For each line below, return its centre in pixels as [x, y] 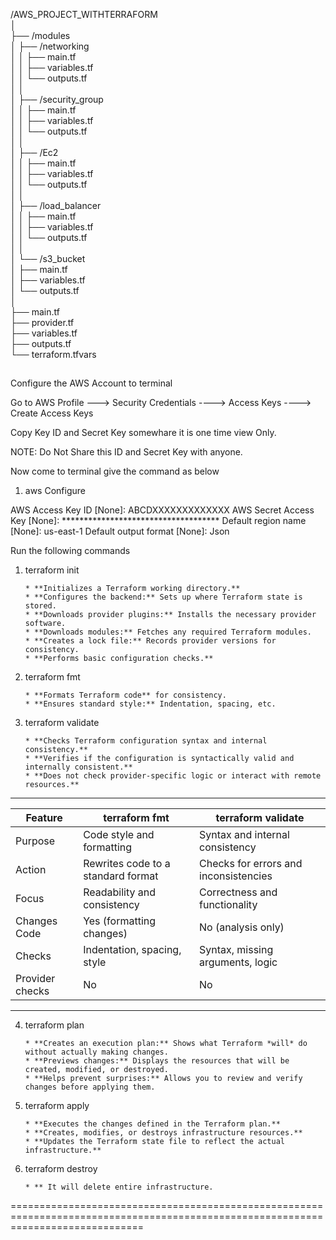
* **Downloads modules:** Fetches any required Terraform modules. [168, 632]
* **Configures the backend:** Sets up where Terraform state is [163, 597]
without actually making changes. [96, 1052]
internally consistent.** [78, 767]
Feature [44, 818]
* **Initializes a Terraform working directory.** [132, 589]
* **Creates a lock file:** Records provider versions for [150, 641]
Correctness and [238, 892]
